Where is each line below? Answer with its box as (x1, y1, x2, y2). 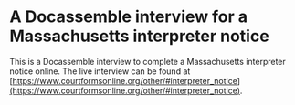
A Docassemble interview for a (9, 6, 248, 27)
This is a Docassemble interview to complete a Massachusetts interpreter (9, 56, 286, 67)
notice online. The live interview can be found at (9, 66, 191, 77)
